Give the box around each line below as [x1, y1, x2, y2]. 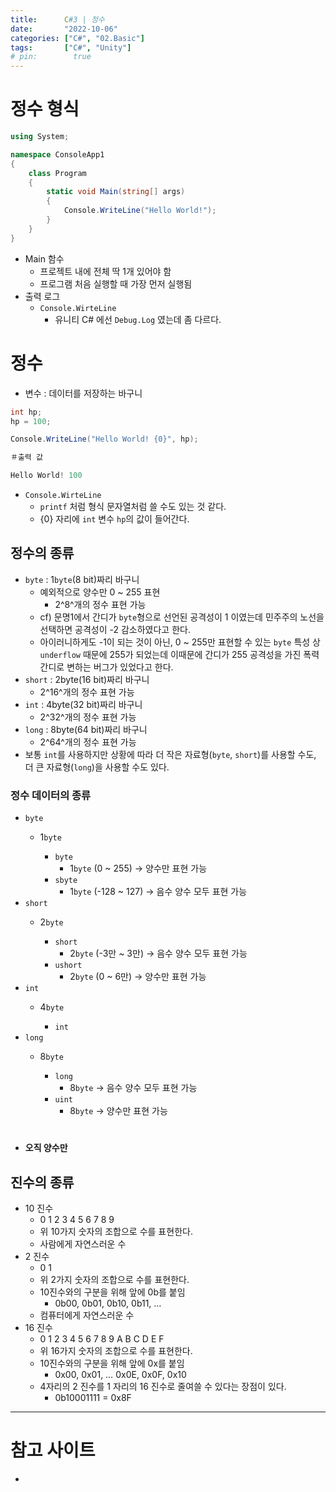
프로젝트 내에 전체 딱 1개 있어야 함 [39, 265, 172, 277]
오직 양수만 [24, 1142, 68, 1154]
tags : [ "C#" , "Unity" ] [10, 42, 132, 53]
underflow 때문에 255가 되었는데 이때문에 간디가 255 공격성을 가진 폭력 [39, 648, 320, 660]
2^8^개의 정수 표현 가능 [54, 598, 147, 610]
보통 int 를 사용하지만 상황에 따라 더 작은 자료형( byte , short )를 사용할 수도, [24, 748, 317, 760]
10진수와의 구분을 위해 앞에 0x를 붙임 [39, 1357, 185, 1370]
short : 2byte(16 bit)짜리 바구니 [24, 673, 150, 685]
